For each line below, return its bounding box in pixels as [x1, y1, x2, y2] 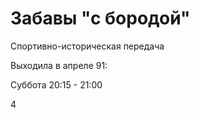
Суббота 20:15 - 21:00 [10, 78, 103, 91]
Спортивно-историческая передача [10, 40, 165, 52]
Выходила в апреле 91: [10, 59, 108, 71]
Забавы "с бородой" [10, 7, 191, 30]
